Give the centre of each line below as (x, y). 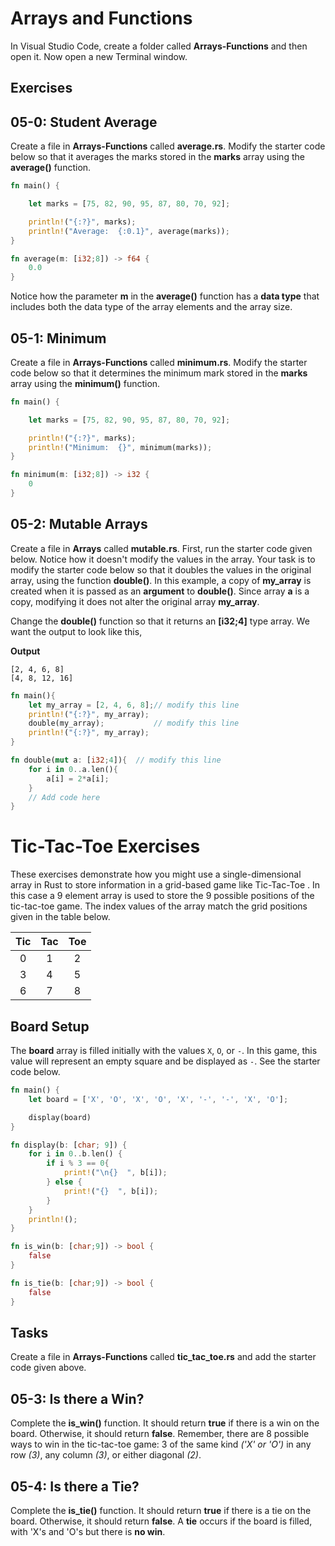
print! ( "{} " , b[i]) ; (111, 1191)
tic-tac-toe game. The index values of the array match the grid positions (159, 906)
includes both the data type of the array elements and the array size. (151, 307)
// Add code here (64, 797)
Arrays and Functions (101, 18)
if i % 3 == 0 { (78, 1163)
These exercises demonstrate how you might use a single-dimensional (156, 874)
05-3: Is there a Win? (77, 1398)
